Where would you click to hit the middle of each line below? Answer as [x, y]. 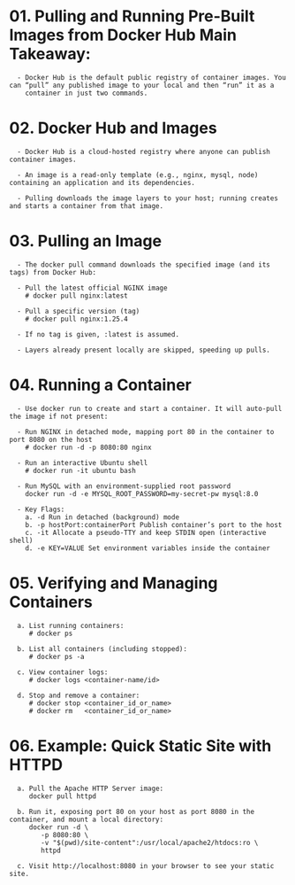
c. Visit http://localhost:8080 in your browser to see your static [146, 866]
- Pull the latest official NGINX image [92, 288]
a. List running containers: [71, 625]
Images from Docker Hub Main [123, 35]
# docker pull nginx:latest [76, 295]
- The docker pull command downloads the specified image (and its [144, 264]
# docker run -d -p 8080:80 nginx [88, 447]
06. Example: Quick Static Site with [140, 745]
